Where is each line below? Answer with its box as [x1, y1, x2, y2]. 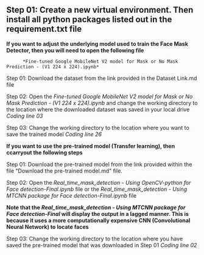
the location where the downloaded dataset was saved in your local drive [6, 106, 190, 113]
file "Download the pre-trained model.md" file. [6, 167, 123, 174]
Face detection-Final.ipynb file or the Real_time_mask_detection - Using [6, 185, 188, 193]
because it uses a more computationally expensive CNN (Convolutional [6, 217, 191, 224]
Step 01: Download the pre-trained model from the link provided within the [6, 160, 192, 168]
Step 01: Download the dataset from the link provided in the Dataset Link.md [6, 74, 197, 82]
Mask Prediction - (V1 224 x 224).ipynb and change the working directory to [6, 99, 198, 106]
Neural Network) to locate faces [6, 223, 90, 231]
